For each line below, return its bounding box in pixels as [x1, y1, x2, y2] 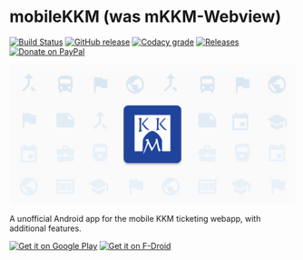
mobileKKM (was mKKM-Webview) [9, 6, 281, 27]
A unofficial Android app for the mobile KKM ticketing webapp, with [9, 214, 261, 225]
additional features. [9, 223, 82, 234]
